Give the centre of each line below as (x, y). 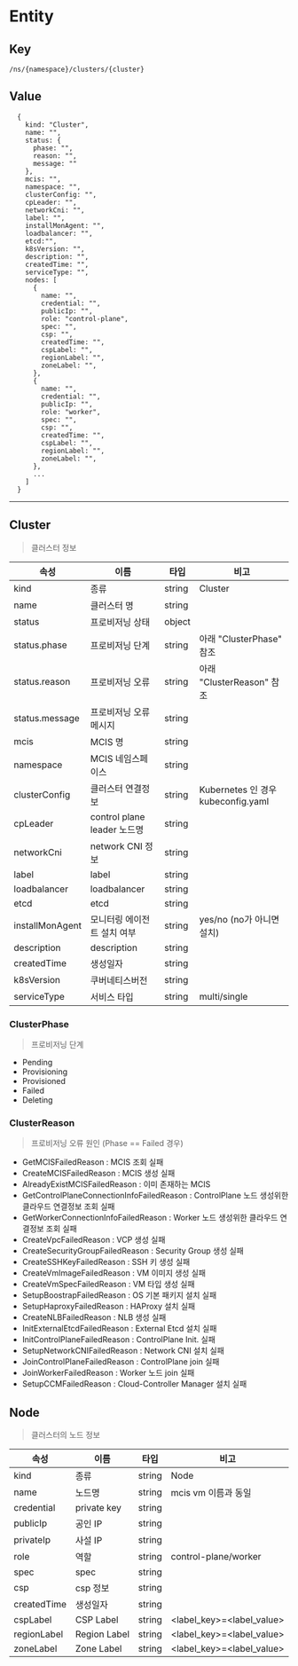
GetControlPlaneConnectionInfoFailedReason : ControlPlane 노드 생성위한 (155, 1196)
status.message (47, 718)
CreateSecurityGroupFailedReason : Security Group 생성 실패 (133, 1251)
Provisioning (45, 1072)
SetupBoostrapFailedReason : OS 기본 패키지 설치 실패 (119, 1295)
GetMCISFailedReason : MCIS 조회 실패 (93, 1162)
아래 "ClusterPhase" (240, 639)
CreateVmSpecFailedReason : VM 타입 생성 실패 (108, 1285)
